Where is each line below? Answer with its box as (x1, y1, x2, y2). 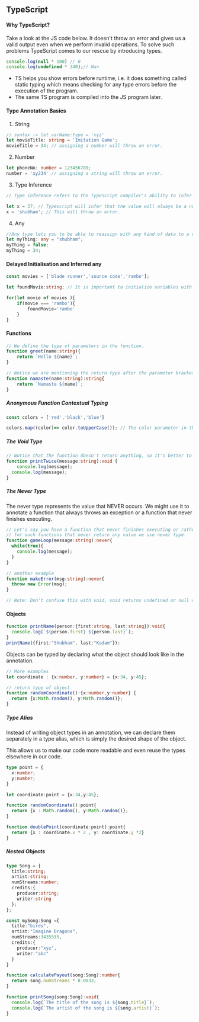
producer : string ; (17, 890, 60, 896)
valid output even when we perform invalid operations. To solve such (6, 41, 175, 48)
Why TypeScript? (6, 21, 50, 28)
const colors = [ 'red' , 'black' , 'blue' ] (6, 414, 105, 420)
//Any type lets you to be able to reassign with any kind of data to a (6, 231, 190, 237)
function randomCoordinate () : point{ (6, 802, 97, 808)
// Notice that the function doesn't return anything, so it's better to (6, 453, 192, 459)
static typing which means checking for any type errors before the (14, 81, 176, 88)
